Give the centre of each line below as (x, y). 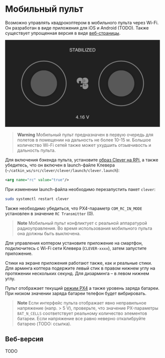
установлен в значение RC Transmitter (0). (50, 213)
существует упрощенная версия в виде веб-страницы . (63, 33)
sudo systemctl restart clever (37, 199)
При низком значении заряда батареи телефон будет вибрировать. (76, 293)
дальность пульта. (36, 150)
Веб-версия (24, 339)
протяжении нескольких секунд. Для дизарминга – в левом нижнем (77, 273)
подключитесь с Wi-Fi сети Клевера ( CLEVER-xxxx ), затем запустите (76, 248)
